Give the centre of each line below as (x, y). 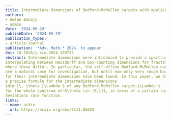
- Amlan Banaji (21, 19)
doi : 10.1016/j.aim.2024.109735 (39, 53)
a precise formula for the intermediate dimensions (61, 81)
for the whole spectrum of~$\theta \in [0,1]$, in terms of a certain (82, 91)
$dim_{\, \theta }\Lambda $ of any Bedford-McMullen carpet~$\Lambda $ (83, 86)
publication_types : (26, 39)
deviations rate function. (34, 95)
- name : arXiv (20, 105)
